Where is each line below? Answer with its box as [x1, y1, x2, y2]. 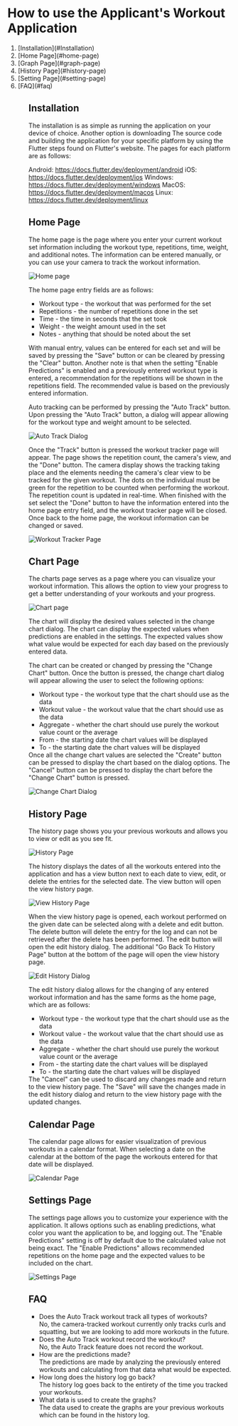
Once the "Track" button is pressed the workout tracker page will [28, 445, 220, 454]
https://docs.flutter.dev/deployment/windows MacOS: [28, 180, 186, 189]
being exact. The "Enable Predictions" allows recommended [28, 1244, 205, 1252]
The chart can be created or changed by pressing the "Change [28, 661, 213, 670]
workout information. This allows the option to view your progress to [28, 582, 229, 591]
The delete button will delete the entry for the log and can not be [28, 928, 218, 936]
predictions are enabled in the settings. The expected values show [28, 632, 223, 641]
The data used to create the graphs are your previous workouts [38, 1402, 225, 1412]
